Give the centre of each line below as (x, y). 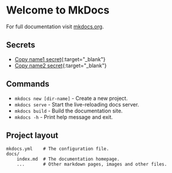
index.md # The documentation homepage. (68, 159)
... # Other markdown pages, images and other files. (92, 164)
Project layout (32, 135)
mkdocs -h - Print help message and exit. (64, 117)
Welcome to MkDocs (58, 10)
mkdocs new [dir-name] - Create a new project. (71, 98)
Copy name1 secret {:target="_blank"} (60, 59)
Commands (28, 84)
